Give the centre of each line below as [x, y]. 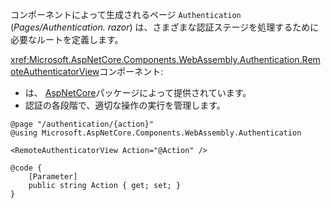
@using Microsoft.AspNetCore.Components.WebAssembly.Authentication [156, 133]
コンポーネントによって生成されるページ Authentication [126, 14]
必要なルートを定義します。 [67, 39]
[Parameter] [53, 177]
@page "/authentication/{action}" [82, 124]
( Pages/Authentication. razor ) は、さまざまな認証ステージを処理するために [165, 27]
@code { [26, 168]
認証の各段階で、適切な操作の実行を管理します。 [125, 105]
